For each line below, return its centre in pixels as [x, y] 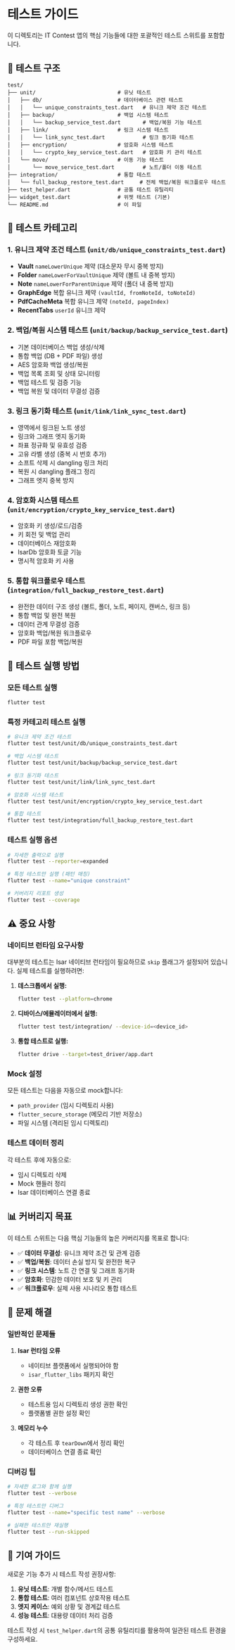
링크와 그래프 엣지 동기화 [51, 436]
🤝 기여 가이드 [34, 1556]
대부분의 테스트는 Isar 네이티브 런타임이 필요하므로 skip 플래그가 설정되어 [108, 962]
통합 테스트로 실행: [43, 1041]
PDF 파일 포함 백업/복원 [50, 642]
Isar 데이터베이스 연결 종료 [54, 1192]
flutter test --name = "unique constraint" [69, 881]
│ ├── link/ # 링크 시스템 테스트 [88, 130]
